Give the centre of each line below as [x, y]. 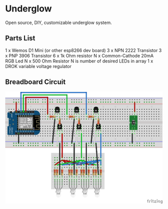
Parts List [20, 38]
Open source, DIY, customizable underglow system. [58, 22]
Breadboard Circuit [35, 82]
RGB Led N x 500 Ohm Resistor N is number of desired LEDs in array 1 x [79, 61]
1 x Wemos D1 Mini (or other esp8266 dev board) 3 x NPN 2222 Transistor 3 [83, 50]
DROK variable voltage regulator [38, 66]
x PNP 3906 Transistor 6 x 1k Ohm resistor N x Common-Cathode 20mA [79, 55]
